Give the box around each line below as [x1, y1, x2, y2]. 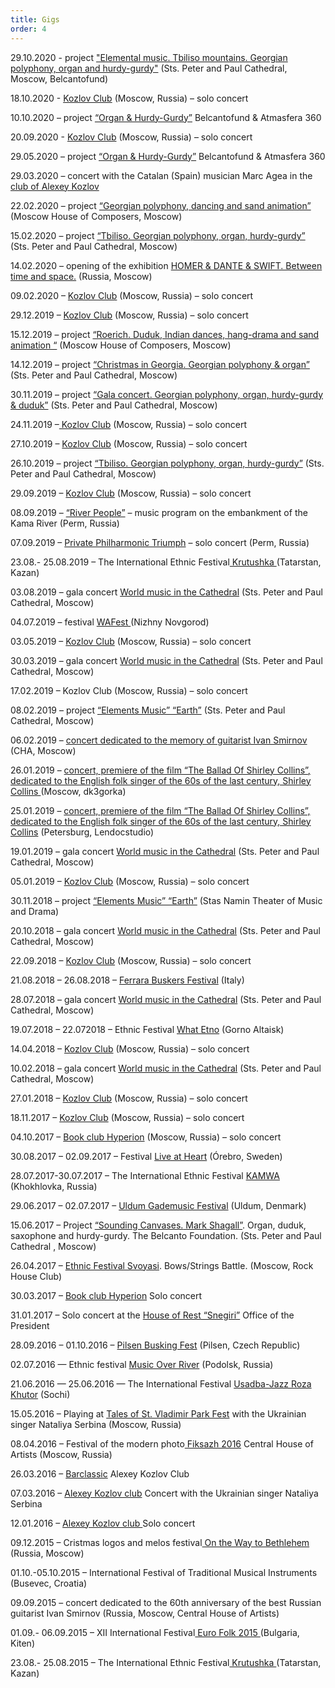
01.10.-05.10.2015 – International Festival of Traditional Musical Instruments [10, 1566, 318, 1578]
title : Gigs [10, 14, 60, 25]
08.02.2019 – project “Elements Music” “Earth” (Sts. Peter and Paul [10, 704, 286, 716]
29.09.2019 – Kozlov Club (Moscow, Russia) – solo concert [10, 487, 252, 499]
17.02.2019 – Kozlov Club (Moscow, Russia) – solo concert [10, 684, 248, 696]
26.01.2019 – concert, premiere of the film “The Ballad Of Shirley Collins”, [10, 764, 311, 776]
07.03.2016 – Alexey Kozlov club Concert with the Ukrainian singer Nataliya [10, 1487, 319, 1499]
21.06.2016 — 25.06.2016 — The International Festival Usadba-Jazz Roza [10, 1377, 312, 1390]
